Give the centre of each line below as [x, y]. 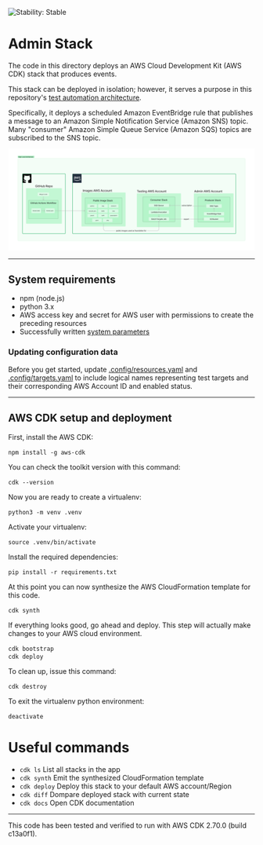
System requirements [62, 280]
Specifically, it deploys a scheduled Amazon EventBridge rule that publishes [131, 112]
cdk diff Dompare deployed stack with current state [104, 794]
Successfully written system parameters [85, 332]
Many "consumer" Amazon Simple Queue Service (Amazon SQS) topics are [130, 129]
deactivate [26, 716]
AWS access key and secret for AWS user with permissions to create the [137, 315]
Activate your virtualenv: [48, 527]
